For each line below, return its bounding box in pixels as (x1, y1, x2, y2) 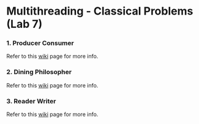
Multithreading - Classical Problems (6, 4, 193, 18)
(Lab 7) (6, 17, 43, 31)
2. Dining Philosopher (6, 68, 72, 77)
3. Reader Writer (6, 97, 56, 105)
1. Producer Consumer (6, 39, 75, 47)
